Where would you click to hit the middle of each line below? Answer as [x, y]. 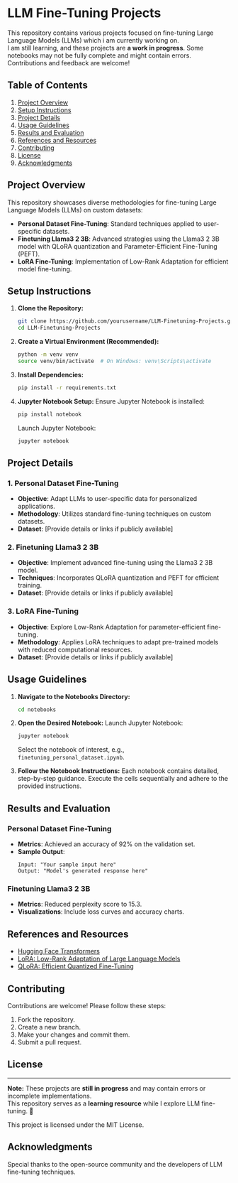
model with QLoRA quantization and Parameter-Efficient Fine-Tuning [117, 246]
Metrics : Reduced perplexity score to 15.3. [80, 904]
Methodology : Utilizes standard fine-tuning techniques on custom [114, 514]
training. [30, 585]
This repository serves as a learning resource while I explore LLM [104, 1103]
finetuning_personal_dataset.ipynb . [71, 757]
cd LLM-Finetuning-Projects [59, 328]
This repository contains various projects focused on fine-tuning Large [110, 33]
